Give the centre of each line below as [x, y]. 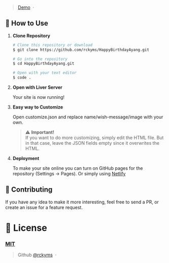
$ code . [22, 78]
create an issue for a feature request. [44, 207]
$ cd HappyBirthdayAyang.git [43, 64]
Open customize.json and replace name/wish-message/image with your [88, 117]
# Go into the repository [40, 59]
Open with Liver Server [37, 87]
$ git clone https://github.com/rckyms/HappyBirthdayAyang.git [81, 50]
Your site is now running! [39, 97]
